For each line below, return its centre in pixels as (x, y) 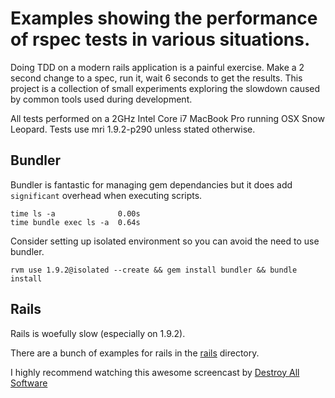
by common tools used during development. (101, 99)
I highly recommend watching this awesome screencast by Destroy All (155, 372)
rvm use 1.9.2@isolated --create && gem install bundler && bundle (154, 270)
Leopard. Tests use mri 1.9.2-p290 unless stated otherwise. (133, 129)
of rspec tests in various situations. (160, 39)
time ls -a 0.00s (75, 213)
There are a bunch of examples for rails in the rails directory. (135, 353)
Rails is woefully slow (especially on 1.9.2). (98, 333)
